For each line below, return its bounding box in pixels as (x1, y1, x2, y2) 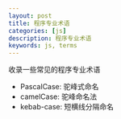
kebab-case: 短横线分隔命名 (19, 102, 115, 112)
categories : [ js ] (8, 27, 67, 35)
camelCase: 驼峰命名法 (19, 92, 98, 101)
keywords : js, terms (8, 42, 78, 50)
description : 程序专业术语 (8, 34, 92, 43)
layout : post (8, 11, 52, 20)
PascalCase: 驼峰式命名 (19, 82, 99, 92)
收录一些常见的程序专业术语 (8, 65, 101, 75)
